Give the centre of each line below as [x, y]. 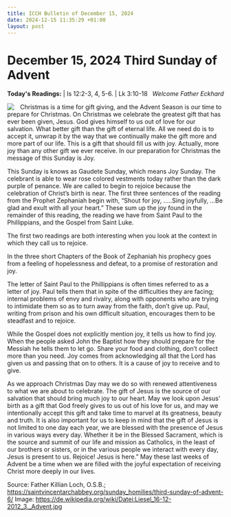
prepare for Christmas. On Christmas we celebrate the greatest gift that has [114, 115]
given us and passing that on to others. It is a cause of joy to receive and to [113, 363]
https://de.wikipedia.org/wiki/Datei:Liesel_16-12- [103, 499]
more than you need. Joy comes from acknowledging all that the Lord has [112, 356]
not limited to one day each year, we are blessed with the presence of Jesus [115, 428]
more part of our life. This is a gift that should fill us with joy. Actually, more [113, 143]
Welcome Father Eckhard [188, 94]
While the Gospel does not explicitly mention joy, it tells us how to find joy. [112, 334]
